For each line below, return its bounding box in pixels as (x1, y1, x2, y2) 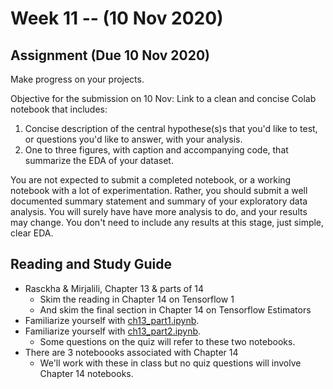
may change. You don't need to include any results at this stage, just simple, (10, 217, 325, 228)
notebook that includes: (10, 103, 108, 115)
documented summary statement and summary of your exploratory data (10, 195, 308, 207)
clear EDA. (10, 227, 54, 239)
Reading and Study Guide (10, 256, 173, 273)
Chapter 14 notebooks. (39, 367, 134, 379)
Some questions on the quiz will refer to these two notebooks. (39, 335, 296, 347)
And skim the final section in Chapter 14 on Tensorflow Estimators (39, 303, 312, 316)
